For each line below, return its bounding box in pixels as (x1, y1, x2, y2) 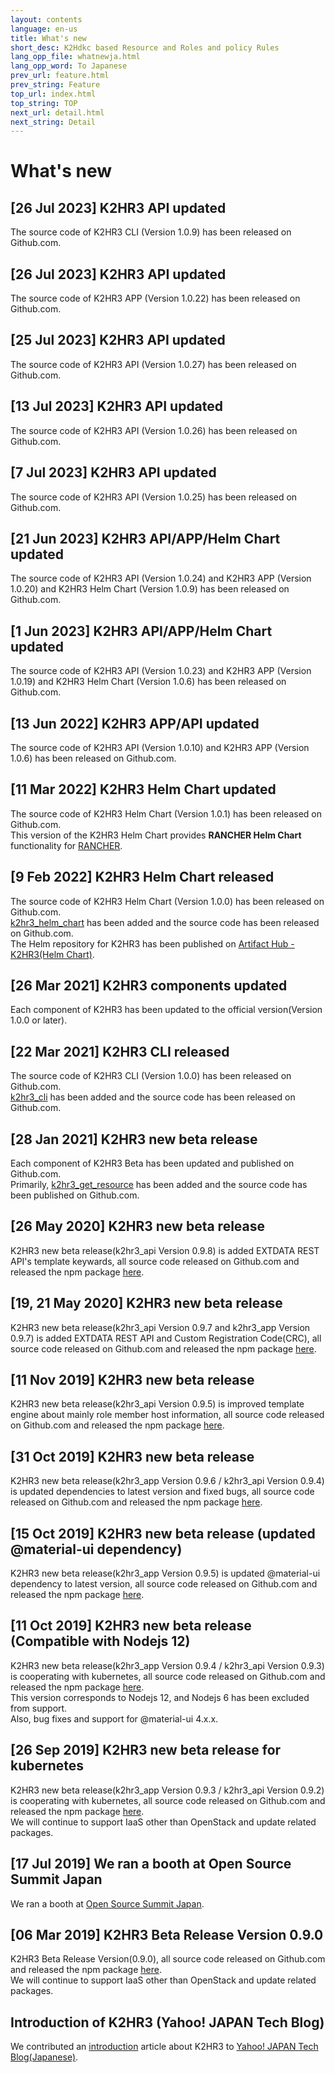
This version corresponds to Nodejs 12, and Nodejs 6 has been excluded (10, 1691, 310, 1703)
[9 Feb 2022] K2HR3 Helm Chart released (10, 869, 275, 886)
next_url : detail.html (10, 107, 105, 118)
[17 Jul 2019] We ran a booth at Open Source (10, 1856, 292, 1873)
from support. (10, 1702, 68, 1714)
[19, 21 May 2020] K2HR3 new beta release (10, 1295, 283, 1312)
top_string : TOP (10, 98, 78, 108)
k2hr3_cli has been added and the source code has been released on (10, 1091, 296, 1103)
